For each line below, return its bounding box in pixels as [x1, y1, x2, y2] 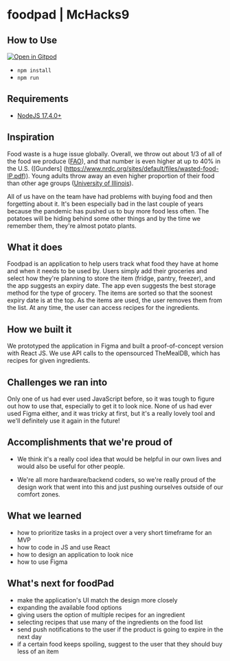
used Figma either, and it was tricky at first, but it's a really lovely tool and [7, 410, 216, 418]
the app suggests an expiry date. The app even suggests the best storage [7, 282, 216, 290]
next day [16, 632, 43, 640]
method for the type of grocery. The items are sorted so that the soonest [7, 289, 213, 297]
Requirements [7, 93, 69, 105]
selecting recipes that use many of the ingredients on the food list [16, 618, 203, 626]
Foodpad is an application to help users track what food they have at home [7, 260, 219, 268]
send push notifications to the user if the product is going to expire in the [16, 625, 224, 633]
